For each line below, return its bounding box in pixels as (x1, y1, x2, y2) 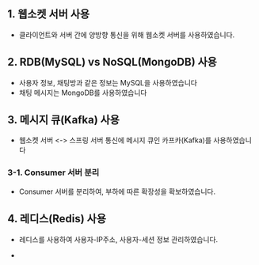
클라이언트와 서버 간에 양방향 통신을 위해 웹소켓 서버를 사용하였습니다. (18, 30, 235, 40)
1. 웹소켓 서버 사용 (7, 7, 90, 21)
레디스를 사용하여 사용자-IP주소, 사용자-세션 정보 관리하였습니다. (18, 234, 219, 244)
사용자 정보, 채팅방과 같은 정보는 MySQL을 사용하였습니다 (18, 78, 198, 87)
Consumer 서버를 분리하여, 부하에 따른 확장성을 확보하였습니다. (18, 187, 215, 196)
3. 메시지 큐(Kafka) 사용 (7, 113, 120, 127)
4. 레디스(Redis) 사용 (7, 212, 106, 225)
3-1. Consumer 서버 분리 (7, 167, 100, 178)
